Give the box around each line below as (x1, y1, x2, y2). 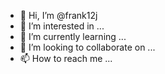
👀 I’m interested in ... (19, 20, 105, 32)
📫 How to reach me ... (19, 53, 113, 64)
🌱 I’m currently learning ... (19, 31, 127, 42)
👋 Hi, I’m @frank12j (19, 10, 98, 21)
